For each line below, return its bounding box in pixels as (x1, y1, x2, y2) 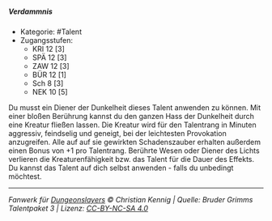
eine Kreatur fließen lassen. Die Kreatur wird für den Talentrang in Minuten (8, 120, 257, 130)
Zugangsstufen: (19, 35, 74, 45)
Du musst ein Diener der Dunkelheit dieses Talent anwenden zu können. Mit (8, 102, 261, 113)
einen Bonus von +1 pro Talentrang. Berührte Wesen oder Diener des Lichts (8, 146, 261, 155)
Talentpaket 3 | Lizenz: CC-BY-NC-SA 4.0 (8, 203, 148, 213)
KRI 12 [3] (32, 44, 65, 53)
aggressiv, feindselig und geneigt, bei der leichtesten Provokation (8, 128, 227, 138)
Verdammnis (8, 6, 53, 16)
